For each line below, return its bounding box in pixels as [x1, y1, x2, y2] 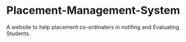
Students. [6, 29, 31, 37]
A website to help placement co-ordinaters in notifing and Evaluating [6, 23, 179, 31]
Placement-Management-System [6, 4, 180, 17]
